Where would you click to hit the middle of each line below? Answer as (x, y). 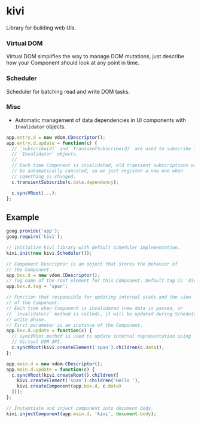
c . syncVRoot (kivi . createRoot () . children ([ (65, 375)
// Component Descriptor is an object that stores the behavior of (92, 264)
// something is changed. (44, 176)
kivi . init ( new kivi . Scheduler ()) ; (49, 253)
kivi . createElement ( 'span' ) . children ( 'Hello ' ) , (79, 381)
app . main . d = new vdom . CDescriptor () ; (54, 364)
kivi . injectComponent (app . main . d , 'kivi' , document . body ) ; (81, 414)
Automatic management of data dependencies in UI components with (100, 120)
